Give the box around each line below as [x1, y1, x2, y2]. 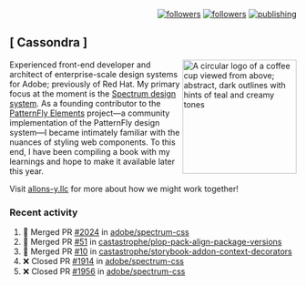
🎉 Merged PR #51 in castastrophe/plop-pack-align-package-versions [22, 237, 282, 248]
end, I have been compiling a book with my [9, 146, 170, 157]
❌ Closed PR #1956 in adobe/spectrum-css [22, 266, 186, 277]
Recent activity [9, 206, 78, 219]
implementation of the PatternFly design [9, 117, 160, 128]
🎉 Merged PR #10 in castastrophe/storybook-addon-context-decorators [22, 246, 293, 257]
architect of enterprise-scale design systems [9, 68, 178, 79]
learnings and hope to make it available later [9, 156, 176, 167]
